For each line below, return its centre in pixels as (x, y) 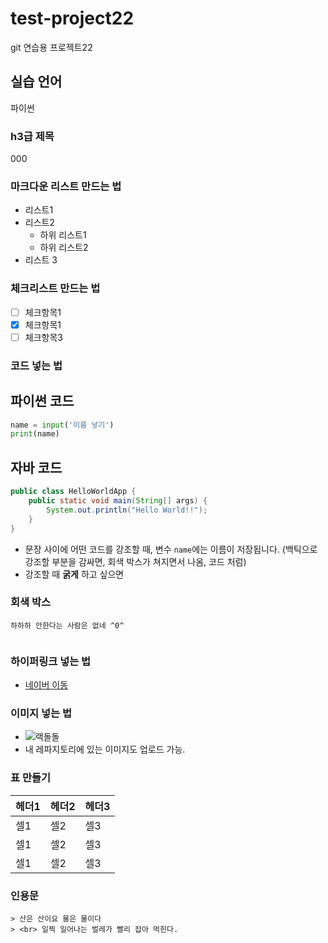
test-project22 (72, 18)
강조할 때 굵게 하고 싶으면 (74, 574)
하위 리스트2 (64, 248)
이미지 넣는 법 (41, 714)
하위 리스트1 (63, 235)
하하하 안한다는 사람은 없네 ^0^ (67, 625)
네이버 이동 (46, 685)
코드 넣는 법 (36, 365)
